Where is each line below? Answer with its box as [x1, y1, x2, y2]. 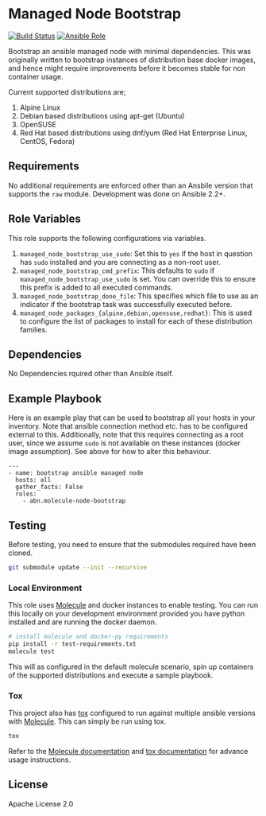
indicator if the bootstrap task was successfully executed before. [19, 299, 233, 309]
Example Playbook [8, 391, 102, 406]
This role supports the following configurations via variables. [8, 233, 206, 243]
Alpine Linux [19, 103, 61, 112]
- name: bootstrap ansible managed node [8, 469, 145, 477]
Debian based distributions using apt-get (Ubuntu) [19, 111, 185, 120]
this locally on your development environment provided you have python [8, 609, 245, 619]
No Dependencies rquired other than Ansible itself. [8, 369, 174, 379]
